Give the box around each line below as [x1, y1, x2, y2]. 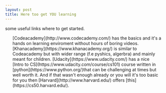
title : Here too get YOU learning [5, 12, 77, 17]
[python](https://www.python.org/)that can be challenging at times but [12, 66, 157, 72]
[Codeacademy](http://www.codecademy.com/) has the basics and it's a [12, 35, 162, 41]
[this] [125, 77, 137, 83]
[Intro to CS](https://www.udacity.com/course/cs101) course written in [12, 61, 156, 67]
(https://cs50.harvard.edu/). [12, 82, 69, 88]
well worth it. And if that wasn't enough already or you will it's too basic [12, 72, 159, 78]
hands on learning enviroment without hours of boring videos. [12, 40, 139, 46]
